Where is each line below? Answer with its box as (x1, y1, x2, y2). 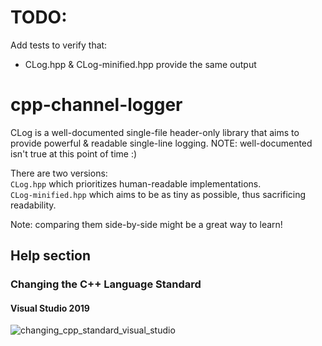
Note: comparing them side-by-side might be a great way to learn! (10, 218, 283, 230)
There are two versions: (10, 167, 108, 179)
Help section (10, 247, 92, 265)
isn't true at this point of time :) (10, 147, 138, 160)
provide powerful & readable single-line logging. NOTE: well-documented (10, 137, 313, 149)
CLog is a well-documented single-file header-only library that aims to (10, 126, 300, 138)
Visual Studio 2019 (10, 302, 90, 314)
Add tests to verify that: (10, 39, 108, 51)
